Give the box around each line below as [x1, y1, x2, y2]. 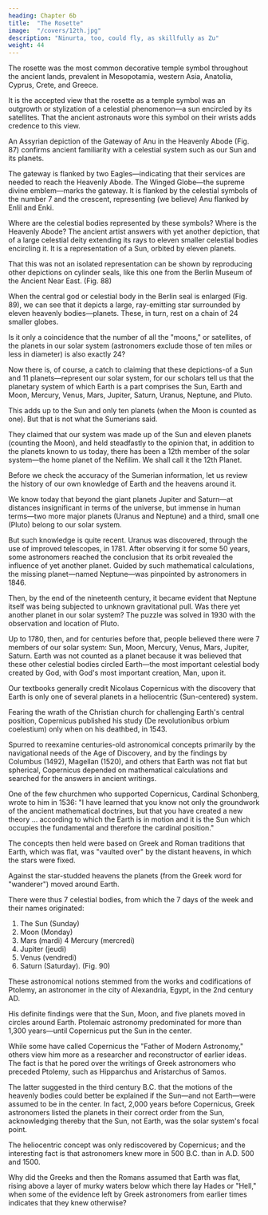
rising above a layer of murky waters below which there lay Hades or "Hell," [8, 1181, 257, 1191]
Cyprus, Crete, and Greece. [8, 81, 99, 90]
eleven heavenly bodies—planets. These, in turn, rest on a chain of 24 [8, 309, 238, 318]
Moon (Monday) [19, 927, 73, 937]
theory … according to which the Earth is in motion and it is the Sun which [8, 815, 251, 824]
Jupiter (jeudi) [19, 945, 67, 954]
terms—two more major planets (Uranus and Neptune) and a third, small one [8, 511, 259, 521]
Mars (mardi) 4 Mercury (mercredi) [19, 936, 136, 945]
